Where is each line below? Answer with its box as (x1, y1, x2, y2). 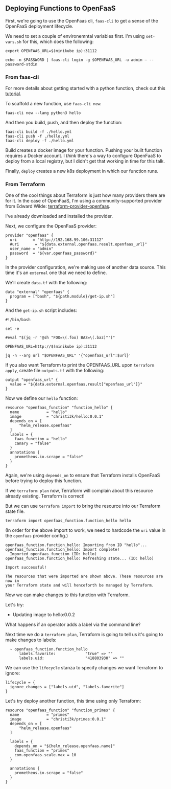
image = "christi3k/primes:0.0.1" (10, 717, 106, 722)
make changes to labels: (5, 637, 57, 643)
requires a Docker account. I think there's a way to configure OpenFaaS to (5, 153, 161, 159)
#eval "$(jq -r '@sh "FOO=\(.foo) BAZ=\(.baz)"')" (5, 335, 115, 341)
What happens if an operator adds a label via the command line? (5, 621, 141, 628)
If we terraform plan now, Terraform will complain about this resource (5, 488, 153, 494)
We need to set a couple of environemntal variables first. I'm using (5, 33, 145, 39)
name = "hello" (10, 410, 67, 415)
